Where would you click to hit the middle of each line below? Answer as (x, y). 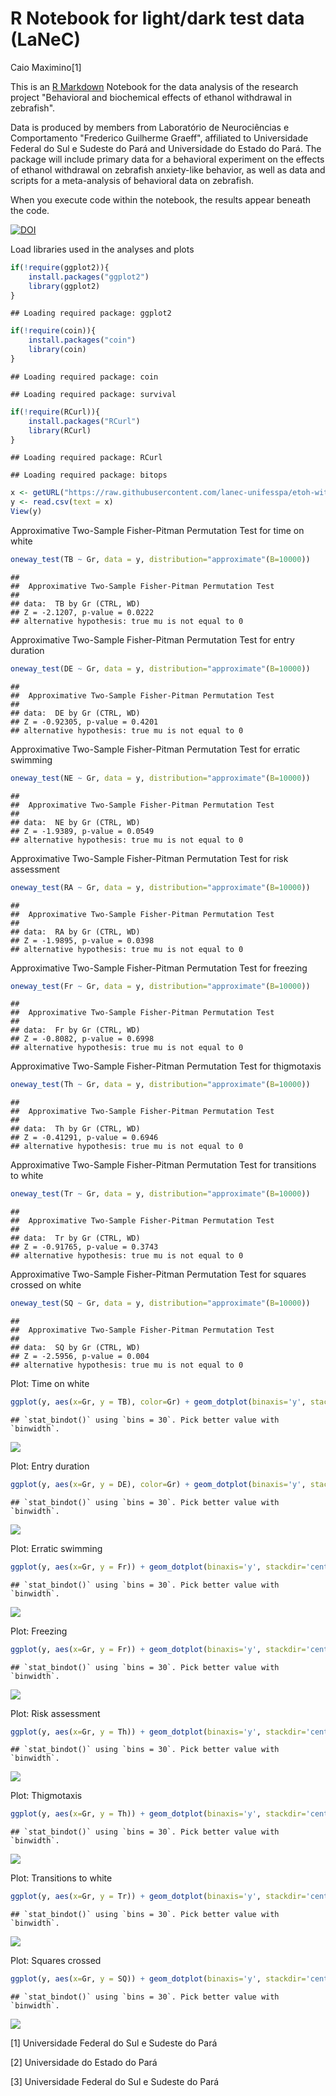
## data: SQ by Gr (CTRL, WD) (75, 1348)
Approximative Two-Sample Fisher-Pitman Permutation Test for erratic (155, 749)
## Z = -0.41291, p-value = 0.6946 (84, 1138)
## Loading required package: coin (84, 377)
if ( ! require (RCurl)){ (55, 412)
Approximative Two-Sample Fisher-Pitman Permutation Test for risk (149, 858)
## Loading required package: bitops (89, 475)
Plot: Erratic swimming (56, 1548)
